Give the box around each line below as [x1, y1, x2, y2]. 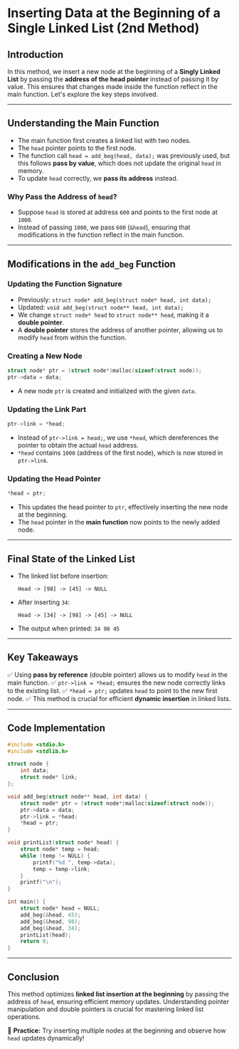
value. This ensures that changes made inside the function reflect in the [7, 83, 218, 90]
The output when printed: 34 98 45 [17, 624, 120, 633]
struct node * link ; [20, 774, 78, 781]
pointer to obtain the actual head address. [17, 441, 139, 450]
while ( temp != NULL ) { [20, 852, 91, 859]
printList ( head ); [20, 931, 72, 939]
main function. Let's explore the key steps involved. [7, 90, 159, 98]
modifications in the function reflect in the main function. [17, 231, 184, 239]
